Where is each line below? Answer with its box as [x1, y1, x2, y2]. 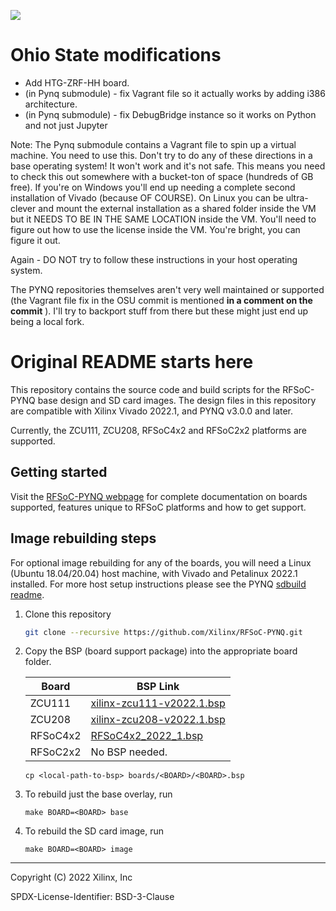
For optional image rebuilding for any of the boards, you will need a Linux [10, 556, 312, 569]
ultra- [285, 191, 309, 204]
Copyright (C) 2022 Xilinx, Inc [10, 871, 133, 884]
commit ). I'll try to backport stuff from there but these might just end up [10, 305, 309, 317]
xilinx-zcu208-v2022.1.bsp [90, 713, 226, 727]
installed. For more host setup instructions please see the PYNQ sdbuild [10, 578, 307, 590]
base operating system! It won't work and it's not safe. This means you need [10, 160, 326, 172]
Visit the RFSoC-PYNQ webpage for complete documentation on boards [10, 490, 308, 502]
